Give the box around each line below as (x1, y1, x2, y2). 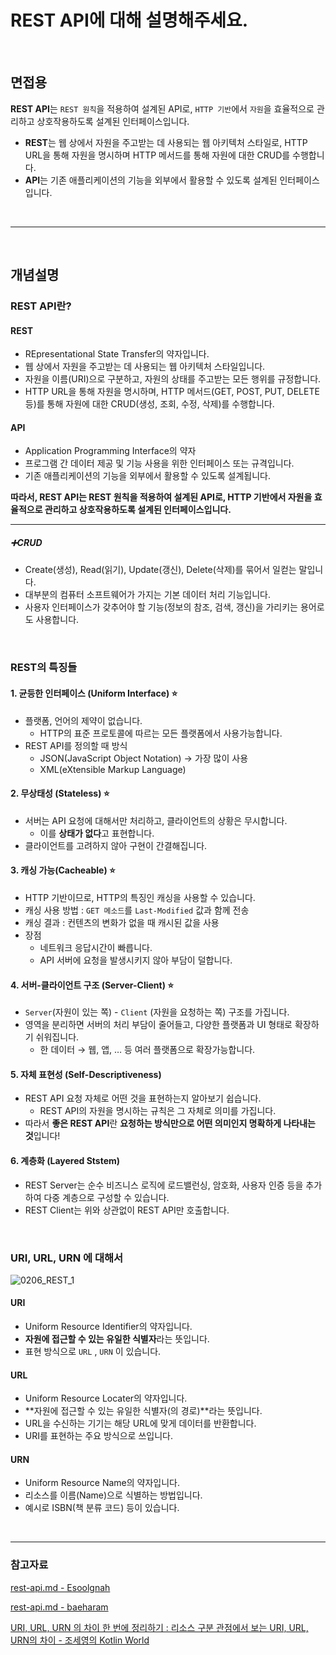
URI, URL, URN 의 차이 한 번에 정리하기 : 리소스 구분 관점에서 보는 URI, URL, (10, 1621, 309, 1633)
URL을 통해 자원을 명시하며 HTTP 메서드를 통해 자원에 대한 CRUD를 (24, 149, 291, 161)
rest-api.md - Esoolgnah (10, 1581, 111, 1593)
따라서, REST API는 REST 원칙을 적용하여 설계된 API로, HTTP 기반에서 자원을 (10, 491, 313, 503)
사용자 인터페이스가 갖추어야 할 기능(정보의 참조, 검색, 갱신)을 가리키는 (24, 601, 298, 613)
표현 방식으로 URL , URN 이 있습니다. (24, 1346, 162, 1358)
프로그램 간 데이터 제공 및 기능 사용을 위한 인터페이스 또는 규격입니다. (24, 457, 295, 470)
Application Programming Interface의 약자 (24, 445, 197, 457)
